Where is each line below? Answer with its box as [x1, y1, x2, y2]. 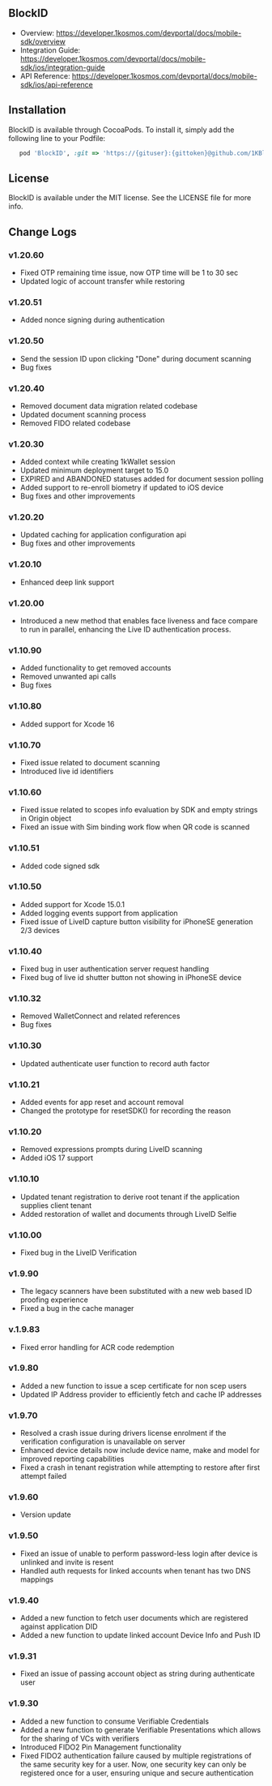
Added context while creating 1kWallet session [19, 457, 176, 467]
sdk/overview [19, 36, 66, 46]
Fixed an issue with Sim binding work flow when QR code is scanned [19, 822, 250, 832]
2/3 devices [19, 925, 61, 935]
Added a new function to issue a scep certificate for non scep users [19, 1381, 247, 1390]
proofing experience [19, 1295, 89, 1304]
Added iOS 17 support [19, 1153, 94, 1163]
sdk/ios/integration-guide [19, 62, 105, 72]
